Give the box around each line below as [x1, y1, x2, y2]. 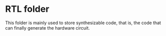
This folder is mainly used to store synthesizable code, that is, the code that [5, 20, 161, 26]
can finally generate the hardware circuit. [5, 25, 90, 31]
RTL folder [5, 3, 49, 15]
